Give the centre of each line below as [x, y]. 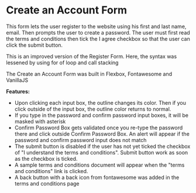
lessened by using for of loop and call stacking [62, 63]
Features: [18, 91]
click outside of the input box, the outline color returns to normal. [93, 109]
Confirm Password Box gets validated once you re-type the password [99, 127]
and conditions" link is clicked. [51, 171]
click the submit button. [35, 45]
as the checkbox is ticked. [46, 158]
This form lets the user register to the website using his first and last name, [96, 26]
